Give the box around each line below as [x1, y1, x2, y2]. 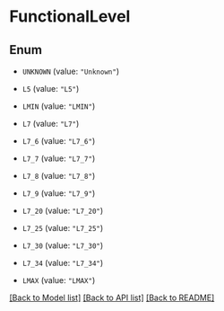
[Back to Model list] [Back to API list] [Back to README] [9, 292, 215, 303]
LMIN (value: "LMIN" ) [22, 101, 96, 111]
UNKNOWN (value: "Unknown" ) [22, 66, 119, 76]
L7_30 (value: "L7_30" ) [22, 240, 104, 251]
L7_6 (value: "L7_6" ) [22, 136, 96, 146]
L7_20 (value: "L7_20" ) [22, 205, 104, 216]
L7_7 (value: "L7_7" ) [22, 153, 96, 164]
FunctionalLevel [9, 6, 131, 27]
